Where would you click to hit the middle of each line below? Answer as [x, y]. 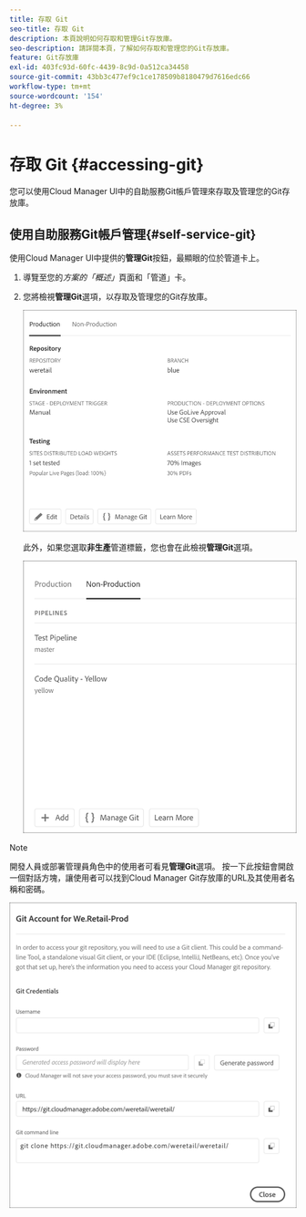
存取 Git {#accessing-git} [107, 165]
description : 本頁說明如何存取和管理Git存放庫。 [93, 38]
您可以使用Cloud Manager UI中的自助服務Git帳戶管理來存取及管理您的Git [146, 191]
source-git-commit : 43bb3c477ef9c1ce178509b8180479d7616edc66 [130, 77]
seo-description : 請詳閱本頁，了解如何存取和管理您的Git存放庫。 [122, 48]
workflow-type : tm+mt [51, 87]
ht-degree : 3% [36, 106]
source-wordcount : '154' [56, 96]
